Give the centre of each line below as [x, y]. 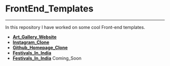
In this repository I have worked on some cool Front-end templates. [75, 27]
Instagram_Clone [31, 42]
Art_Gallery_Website [34, 37]
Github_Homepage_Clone [40, 47]
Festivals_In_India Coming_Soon [47, 58]
